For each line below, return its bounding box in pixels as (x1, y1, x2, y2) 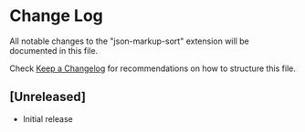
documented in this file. (9, 45, 99, 56)
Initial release (22, 113, 73, 124)
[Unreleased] (9, 89, 87, 105)
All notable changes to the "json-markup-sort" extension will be (9, 36, 249, 46)
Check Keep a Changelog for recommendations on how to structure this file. (9, 63, 297, 74)
